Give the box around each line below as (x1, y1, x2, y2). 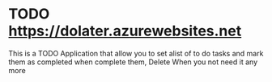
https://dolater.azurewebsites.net (8, 22, 242, 40)
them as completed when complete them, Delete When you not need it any (8, 57, 257, 67)
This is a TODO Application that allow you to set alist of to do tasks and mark (8, 48, 264, 58)
